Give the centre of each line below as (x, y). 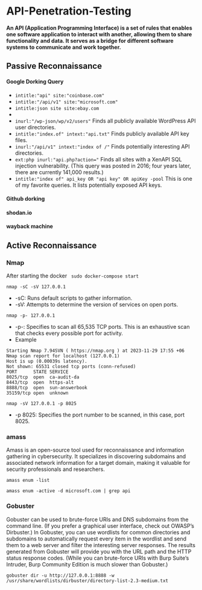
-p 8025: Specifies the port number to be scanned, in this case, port (100, 415)
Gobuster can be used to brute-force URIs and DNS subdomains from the (97, 519)
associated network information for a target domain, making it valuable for (98, 463)
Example (26, 339)
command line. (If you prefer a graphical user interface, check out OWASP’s (100, 526)
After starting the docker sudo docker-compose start (73, 276)
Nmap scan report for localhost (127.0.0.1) (63, 356)
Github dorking (26, 199)
